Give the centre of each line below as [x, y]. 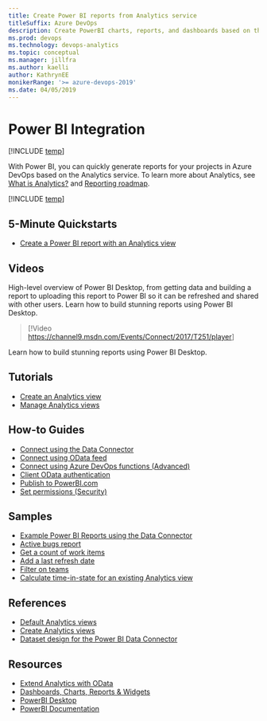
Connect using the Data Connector [77, 449]
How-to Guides [46, 430]
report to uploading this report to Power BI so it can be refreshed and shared [133, 296]
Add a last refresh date [57, 561]
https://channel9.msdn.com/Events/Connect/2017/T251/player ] [131, 336]
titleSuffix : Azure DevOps [53, 23]
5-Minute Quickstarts [63, 224]
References [37, 603]
